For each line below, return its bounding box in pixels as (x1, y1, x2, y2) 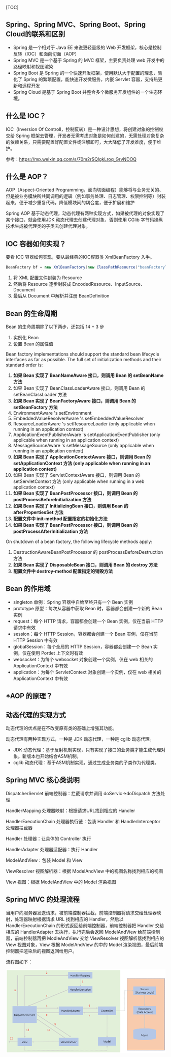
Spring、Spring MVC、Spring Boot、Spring (6, 20, 146, 29)
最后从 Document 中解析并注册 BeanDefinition (13, 293, 110, 299)
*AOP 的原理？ (6, 692, 53, 700)
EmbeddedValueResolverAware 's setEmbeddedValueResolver (13, 415, 144, 421)
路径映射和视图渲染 (13, 63, 54, 69)
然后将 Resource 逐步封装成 (13, 281, 72, 287)
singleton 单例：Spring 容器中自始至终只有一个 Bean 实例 (13, 599, 133, 605)
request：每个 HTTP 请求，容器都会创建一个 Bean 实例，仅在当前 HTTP (13, 618, 164, 624)
